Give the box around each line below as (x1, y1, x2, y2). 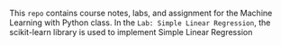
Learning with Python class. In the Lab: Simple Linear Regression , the (9, 17, 271, 28)
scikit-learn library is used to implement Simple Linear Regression (9, 27, 253, 37)
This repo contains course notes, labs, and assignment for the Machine (9, 8, 273, 18)
